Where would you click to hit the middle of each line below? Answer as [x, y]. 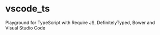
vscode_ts [28, 9]
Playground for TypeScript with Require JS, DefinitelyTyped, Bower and [80, 22]
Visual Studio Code [25, 27]
